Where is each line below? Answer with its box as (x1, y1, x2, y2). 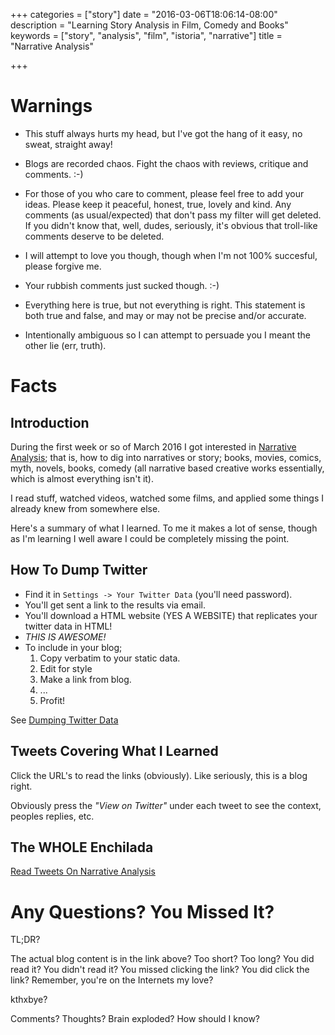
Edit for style (39, 662, 93, 674)
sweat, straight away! (24, 138, 113, 150)
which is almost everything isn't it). (10, 472, 155, 484)
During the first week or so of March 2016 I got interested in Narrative (10, 440, 297, 453)
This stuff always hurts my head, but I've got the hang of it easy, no (24, 127, 303, 139)
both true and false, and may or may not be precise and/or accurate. (24, 309, 307, 321)
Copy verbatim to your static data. (39, 652, 181, 664)
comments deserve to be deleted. (24, 230, 165, 242)
